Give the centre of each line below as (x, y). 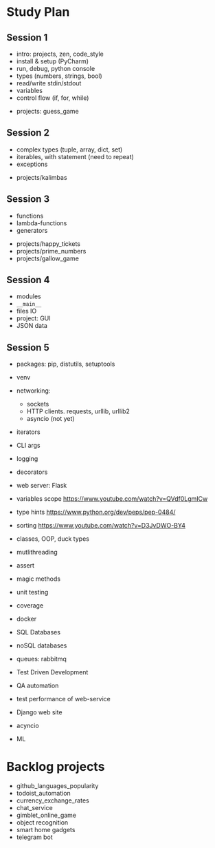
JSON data (32, 326)
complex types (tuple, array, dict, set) (69, 149)
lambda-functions (42, 223)
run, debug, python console (56, 69)
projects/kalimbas (42, 177)
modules (29, 296)
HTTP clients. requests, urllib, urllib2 (78, 411)
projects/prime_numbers (51, 251)
